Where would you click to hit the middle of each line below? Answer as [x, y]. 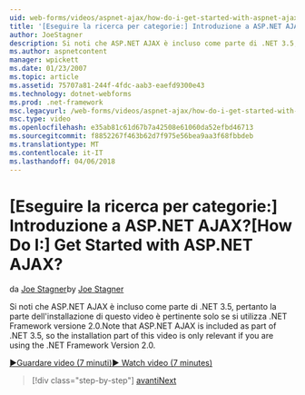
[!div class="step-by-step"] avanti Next [104, 380]
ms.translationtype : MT [54, 144]
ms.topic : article [44, 77]
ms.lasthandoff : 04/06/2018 [63, 161]
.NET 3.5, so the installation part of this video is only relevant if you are [142, 336]
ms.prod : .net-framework [56, 102]
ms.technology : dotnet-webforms [70, 94]
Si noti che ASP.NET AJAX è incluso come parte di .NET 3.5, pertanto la [143, 307]
